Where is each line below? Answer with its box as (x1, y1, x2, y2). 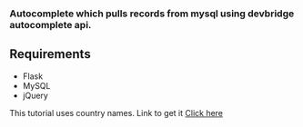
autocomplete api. (9, 18, 92, 31)
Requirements (9, 46, 91, 62)
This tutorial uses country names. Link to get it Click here (9, 107, 224, 118)
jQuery (22, 90, 48, 101)
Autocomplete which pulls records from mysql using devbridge (9, 7, 295, 20)
